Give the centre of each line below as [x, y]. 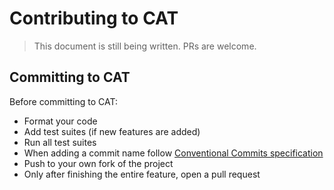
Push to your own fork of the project [98, 163]
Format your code [60, 121]
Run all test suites [60, 142]
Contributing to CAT [94, 18]
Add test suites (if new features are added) [112, 131]
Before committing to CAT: [63, 101]
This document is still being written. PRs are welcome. [145, 46]
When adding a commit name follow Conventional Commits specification [173, 153]
